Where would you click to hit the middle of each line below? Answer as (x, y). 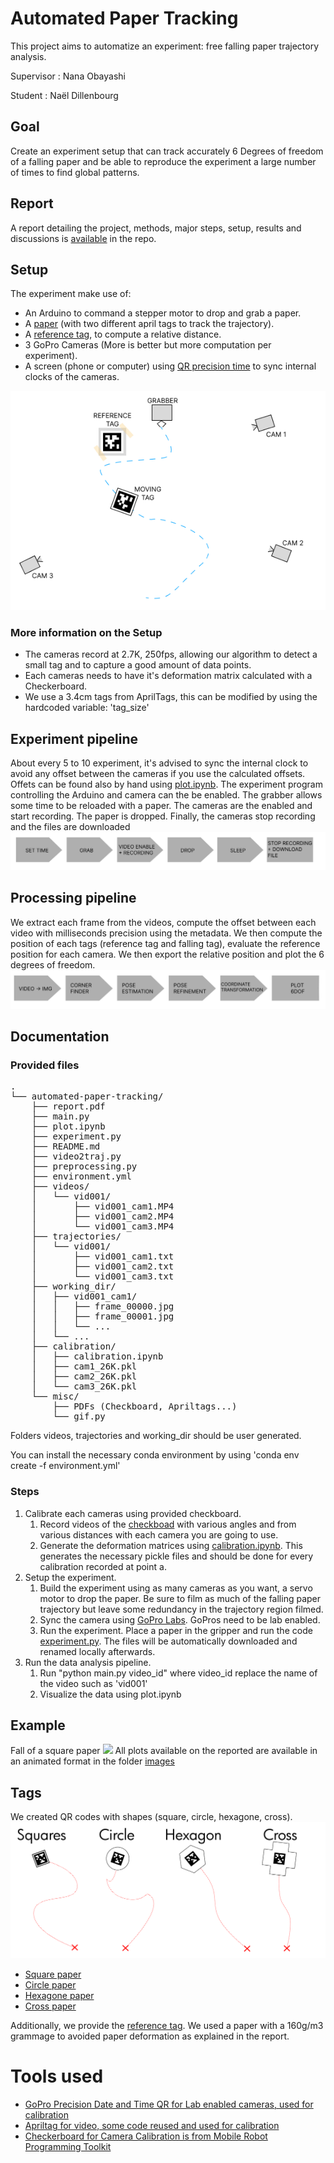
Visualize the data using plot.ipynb (110, 1694)
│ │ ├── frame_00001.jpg (103, 1316)
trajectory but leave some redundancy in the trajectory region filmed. (181, 1609)
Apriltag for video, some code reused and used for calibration (152, 2126)
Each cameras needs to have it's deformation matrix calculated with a (168, 676)
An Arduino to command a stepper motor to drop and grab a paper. (163, 313)
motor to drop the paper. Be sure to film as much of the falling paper (180, 1598)
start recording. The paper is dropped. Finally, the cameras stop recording (163, 816)
